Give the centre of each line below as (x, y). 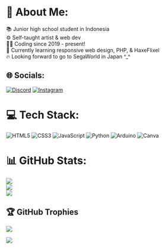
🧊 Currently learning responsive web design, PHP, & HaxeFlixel (83, 50)
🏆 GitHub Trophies (42, 212)
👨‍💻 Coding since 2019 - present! (46, 43)
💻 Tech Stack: (43, 115)
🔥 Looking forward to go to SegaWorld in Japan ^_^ (68, 56)
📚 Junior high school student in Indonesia (58, 29)
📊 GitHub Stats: (47, 160)
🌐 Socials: (26, 76)
